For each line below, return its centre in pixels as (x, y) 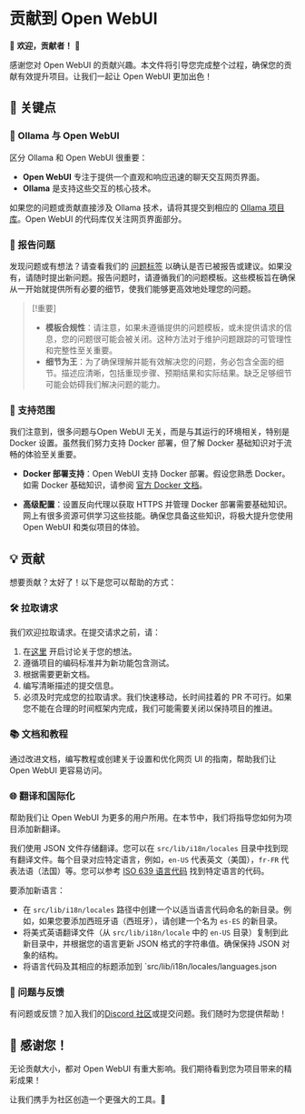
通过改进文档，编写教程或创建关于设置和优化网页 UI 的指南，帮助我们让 (143, 758)
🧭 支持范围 (33, 410)
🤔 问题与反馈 (37, 992)
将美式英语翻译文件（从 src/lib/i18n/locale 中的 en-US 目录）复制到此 (155, 932)
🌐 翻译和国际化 (42, 796)
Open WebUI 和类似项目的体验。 (84, 527)
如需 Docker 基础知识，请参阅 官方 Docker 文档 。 (115, 485)
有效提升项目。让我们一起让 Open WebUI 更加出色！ (115, 76)
